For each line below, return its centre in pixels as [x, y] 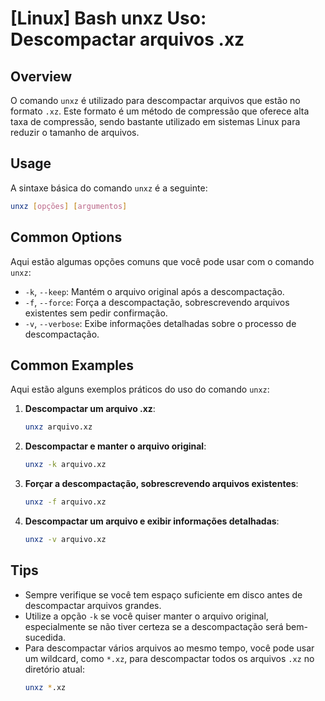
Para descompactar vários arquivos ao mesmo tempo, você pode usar [169, 648]
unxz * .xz [45, 687]
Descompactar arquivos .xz [127, 39]
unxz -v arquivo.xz [65, 539]
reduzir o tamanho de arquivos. [75, 132]
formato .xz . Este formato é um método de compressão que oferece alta [160, 111]
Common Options [66, 237]
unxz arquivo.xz [58, 427]
